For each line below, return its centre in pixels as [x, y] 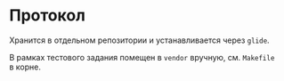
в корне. [25, 67]
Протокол [48, 16]
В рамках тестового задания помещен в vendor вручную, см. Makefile [142, 57]
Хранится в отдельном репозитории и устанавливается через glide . [139, 40]
